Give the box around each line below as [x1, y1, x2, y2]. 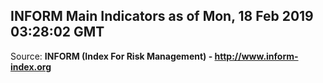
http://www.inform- [214, 50, 299, 62]
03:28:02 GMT [10, 24, 105, 41]
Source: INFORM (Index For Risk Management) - [10, 50, 213, 62]
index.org [10, 60, 52, 73]
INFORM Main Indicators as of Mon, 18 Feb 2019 [10, 8, 314, 25]
